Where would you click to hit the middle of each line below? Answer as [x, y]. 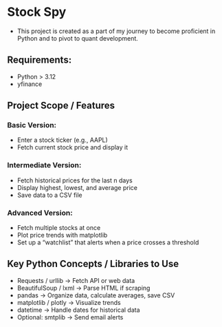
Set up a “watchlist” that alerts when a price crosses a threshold [108, 242]
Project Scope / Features [61, 106]
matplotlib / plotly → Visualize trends [69, 302]
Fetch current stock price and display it [73, 147]
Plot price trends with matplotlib [62, 235]
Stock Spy [37, 12]
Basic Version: [32, 125]
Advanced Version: [40, 213]
